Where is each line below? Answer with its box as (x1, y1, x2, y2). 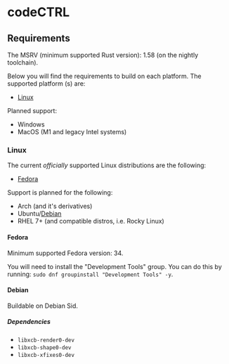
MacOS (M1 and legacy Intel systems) (17, 128, 127, 136)
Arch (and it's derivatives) (17, 202, 93, 211)
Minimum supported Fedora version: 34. (7, 249, 124, 257)
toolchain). (7, 58, 39, 67)
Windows (17, 120, 45, 129)
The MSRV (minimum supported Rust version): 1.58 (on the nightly (7, 51, 199, 59)
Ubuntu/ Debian (17, 209, 62, 218)
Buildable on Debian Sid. (7, 301, 79, 310)
